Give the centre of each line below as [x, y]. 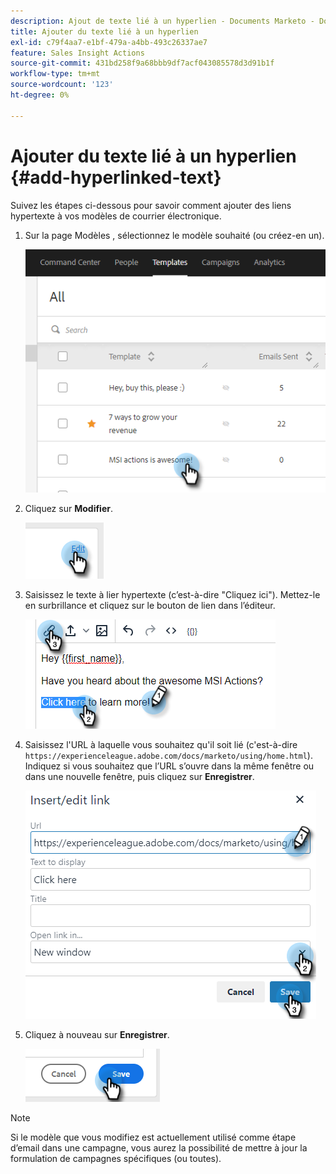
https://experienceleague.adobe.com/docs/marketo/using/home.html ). [168, 755]
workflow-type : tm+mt [55, 74]
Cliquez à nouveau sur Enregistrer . [97, 1034]
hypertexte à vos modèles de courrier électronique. [116, 216]
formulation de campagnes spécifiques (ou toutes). [116, 1158]
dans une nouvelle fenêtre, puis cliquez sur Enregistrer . [139, 776]
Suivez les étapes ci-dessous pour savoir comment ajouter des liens [151, 205]
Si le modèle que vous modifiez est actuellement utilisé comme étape [153, 1137]
